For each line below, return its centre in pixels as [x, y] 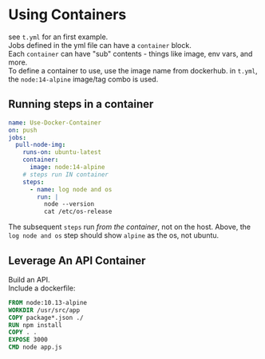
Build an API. [29, 279]
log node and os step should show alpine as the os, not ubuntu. [114, 235]
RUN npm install [35, 325]
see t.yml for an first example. [58, 37]
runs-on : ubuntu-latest [62, 152]
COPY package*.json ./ [46, 318]
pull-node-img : [41, 145]
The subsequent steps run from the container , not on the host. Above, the [130, 227]
